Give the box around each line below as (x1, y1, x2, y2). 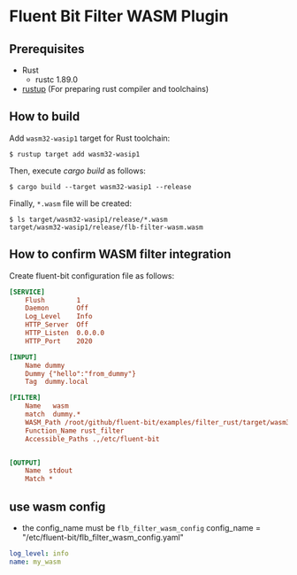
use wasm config (9, 499, 106, 514)
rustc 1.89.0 (34, 74, 78, 85)
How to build (9, 109, 80, 125)
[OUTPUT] (9, 458, 42, 467)
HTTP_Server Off (25, 320, 89, 329)
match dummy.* (25, 410, 81, 418)
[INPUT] (9, 352, 38, 362)
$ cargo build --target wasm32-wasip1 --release (9, 182, 192, 191)
